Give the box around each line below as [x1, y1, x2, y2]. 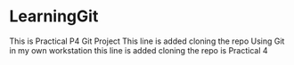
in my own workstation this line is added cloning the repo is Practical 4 [9, 45, 269, 55]
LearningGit [9, 6, 99, 27]
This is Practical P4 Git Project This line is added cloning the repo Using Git [9, 36, 285, 46]
